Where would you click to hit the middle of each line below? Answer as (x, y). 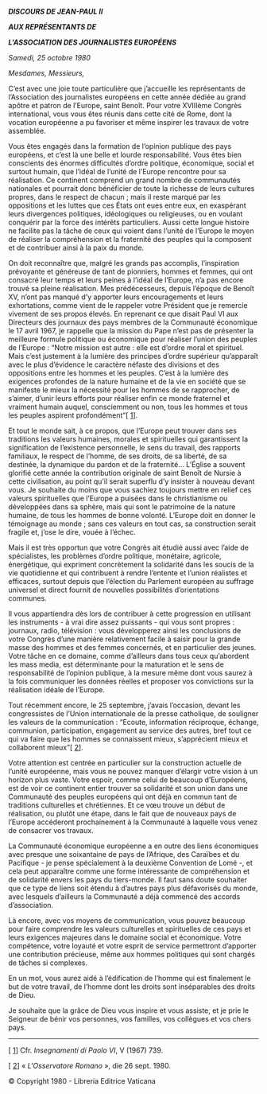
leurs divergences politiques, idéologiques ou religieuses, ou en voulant (126, 214)
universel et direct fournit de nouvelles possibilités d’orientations (114, 590)
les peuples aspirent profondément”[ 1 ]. (73, 415)
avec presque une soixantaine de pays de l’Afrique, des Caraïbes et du (124, 854)
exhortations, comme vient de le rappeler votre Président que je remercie (128, 305)
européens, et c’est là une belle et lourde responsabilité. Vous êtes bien (125, 155)
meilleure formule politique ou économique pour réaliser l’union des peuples (133, 339)
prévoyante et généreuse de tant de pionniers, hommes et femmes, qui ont (131, 271)
